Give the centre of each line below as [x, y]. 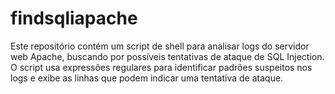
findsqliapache [74, 18]
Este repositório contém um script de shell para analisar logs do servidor [160, 46]
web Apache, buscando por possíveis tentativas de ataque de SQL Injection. [167, 56]
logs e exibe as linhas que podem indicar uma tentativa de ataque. [147, 78]
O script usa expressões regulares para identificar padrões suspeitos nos [161, 67]
